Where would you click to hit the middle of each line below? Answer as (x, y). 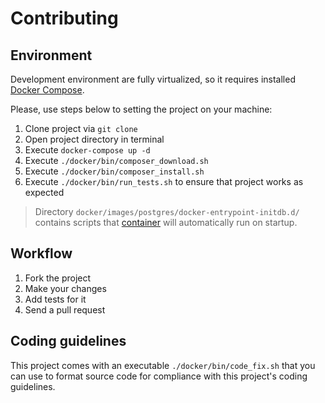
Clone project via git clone (81, 128)
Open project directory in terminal (94, 139)
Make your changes (65, 288)
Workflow (41, 253)
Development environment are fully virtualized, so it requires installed (153, 79)
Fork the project (58, 278)
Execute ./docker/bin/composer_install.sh (114, 171)
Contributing (64, 18)
